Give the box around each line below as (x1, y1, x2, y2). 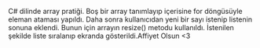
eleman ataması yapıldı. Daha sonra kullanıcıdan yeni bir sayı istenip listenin (8, 15, 253, 24)
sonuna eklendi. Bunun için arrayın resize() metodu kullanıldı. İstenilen (8, 23, 234, 32)
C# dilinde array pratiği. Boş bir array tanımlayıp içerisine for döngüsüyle (8, 7, 243, 15)
